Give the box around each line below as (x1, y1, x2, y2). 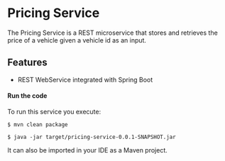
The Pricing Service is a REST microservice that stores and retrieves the (7, 28, 218, 37)
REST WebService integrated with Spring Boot (17, 75, 153, 84)
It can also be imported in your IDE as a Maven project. (7, 145, 168, 154)
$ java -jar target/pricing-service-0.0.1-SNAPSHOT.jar (7, 133, 176, 140)
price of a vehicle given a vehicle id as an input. (7, 35, 147, 44)
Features (7, 57, 48, 69)
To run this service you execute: (7, 107, 101, 116)
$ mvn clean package (7, 121, 69, 128)
